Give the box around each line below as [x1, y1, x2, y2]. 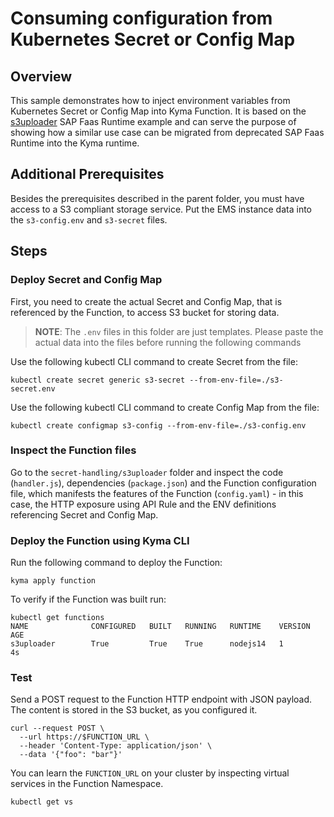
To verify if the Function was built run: [10, 593, 167, 606]
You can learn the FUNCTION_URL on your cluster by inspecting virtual [10, 767, 290, 779]
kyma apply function [10, 576, 97, 586]
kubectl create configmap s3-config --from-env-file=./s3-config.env [10, 420, 307, 431]
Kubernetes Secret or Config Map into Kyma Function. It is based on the [10, 105, 307, 117]
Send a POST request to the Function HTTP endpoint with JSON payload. [10, 693, 313, 706]
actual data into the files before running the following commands [34, 336, 302, 348]
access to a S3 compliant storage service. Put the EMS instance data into [10, 203, 313, 215]
